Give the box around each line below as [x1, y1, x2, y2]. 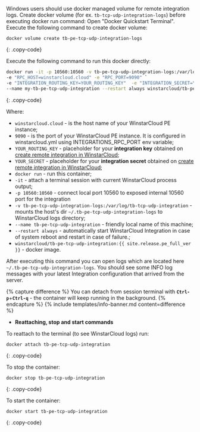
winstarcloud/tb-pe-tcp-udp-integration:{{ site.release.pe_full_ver [14, 240, 192, 246]
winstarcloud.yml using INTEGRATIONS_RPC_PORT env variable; [14, 138, 174, 145]
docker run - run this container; [14, 170, 92, 177]
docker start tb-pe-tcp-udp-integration [6, 408, 108, 414]
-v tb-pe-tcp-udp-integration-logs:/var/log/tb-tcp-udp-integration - [14, 202, 192, 209]
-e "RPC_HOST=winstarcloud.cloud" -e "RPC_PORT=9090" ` [6, 74, 148, 80]
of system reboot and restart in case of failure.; [14, 233, 131, 240]
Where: [6, 108, 24, 115]
